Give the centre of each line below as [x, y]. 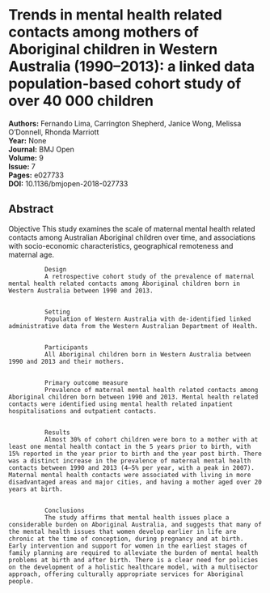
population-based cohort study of [125, 84]
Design [55, 269]
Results [57, 432]
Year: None [27, 140]
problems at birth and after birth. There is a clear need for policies [133, 560]
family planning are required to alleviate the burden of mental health [133, 552]
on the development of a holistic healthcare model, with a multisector [133, 567]
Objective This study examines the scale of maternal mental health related [132, 228]
